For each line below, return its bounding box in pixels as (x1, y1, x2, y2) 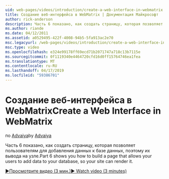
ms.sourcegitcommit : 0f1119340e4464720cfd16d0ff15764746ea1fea (5, 54, 141, 59)
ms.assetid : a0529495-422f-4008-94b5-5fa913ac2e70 (5, 36, 114, 41)
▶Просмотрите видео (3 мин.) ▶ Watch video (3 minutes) (5, 168, 127, 174)
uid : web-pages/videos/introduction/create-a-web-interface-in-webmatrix (5, 7, 163, 13)
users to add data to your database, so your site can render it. (5, 158, 133, 164)
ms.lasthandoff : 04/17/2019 (5, 68, 64, 73)
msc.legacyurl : (5, 40, 37, 45)
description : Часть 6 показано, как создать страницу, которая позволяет (5, 21, 163, 27)
